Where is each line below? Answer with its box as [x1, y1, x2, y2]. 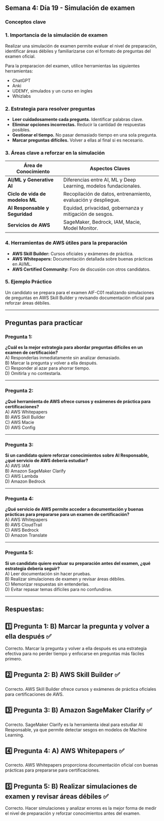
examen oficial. [5, 53, 36, 59]
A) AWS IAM [5, 463, 30, 469]
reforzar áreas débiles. [5, 300, 51, 305]
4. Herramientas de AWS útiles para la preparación [5, 239, 128, 246]
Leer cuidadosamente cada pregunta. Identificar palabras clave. [12, 116, 143, 122]
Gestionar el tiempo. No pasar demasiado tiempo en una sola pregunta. [12, 132, 158, 138]
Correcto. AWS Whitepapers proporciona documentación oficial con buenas [5, 762, 158, 768]
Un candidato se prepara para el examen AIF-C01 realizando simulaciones [5, 289, 154, 295]
